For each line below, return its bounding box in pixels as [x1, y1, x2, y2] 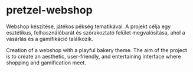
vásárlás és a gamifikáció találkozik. [6, 35, 93, 42]
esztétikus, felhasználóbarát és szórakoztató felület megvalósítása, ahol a [6, 29, 185, 36]
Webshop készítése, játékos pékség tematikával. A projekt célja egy [6, 23, 171, 30]
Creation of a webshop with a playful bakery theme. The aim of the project [6, 46, 188, 53]
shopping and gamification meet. [6, 59, 87, 66]
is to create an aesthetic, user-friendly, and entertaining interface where [6, 53, 181, 60]
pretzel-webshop [6, 4, 93, 17]
